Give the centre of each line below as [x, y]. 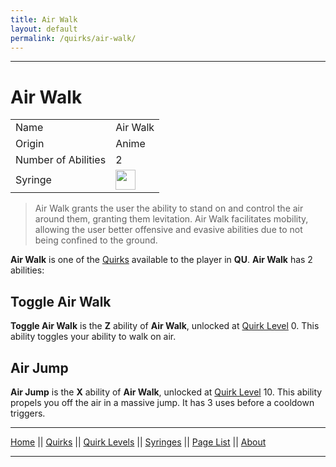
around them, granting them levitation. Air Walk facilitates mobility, [171, 219]
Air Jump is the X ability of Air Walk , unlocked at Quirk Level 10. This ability [166, 392]
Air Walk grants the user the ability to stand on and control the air [169, 208]
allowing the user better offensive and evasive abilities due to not [168, 230]
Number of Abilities [61, 160]
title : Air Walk [44, 19]
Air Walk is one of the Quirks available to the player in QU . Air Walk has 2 [161, 260]
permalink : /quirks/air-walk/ [73, 38]
